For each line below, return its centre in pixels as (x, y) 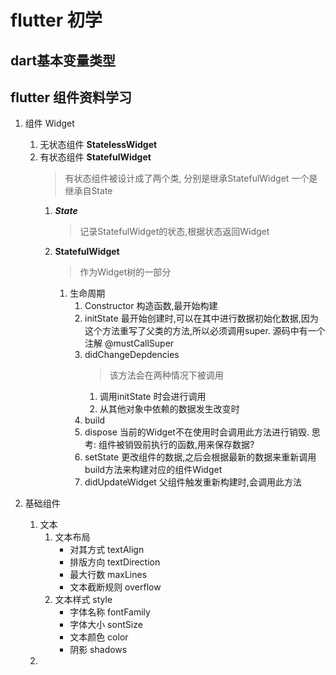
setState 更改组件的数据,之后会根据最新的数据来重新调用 (200, 457)
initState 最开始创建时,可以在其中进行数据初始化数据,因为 (201, 318)
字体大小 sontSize (106, 625)
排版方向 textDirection (115, 562)
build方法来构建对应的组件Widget (153, 470)
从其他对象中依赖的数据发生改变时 (169, 409)
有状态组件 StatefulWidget (95, 157)
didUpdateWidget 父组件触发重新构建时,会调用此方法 (193, 482)
